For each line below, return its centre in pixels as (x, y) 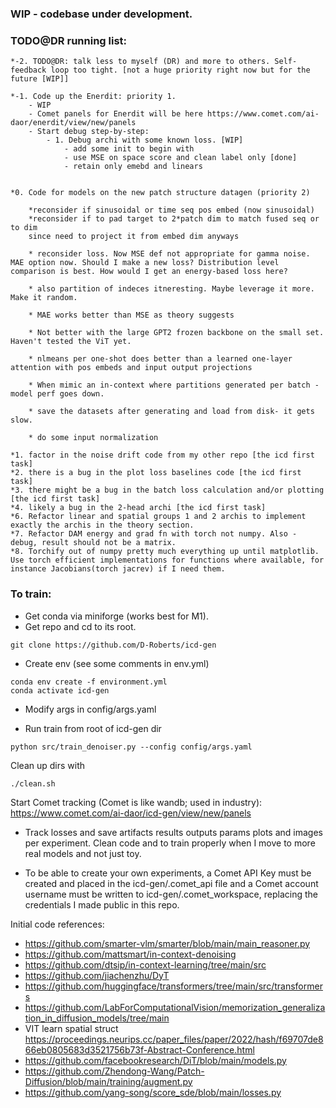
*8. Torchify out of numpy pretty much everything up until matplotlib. (165, 552)
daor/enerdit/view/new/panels (73, 123)
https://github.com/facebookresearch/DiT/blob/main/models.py (155, 1060)
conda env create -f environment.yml (89, 682)
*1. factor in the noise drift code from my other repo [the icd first (162, 455)
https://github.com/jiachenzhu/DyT (97, 975)
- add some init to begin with (129, 149)
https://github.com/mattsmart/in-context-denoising (130, 954)
